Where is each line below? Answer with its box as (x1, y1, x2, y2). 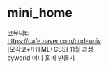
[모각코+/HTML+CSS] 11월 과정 (7, 45, 94, 53)
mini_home (7, 5, 73, 21)
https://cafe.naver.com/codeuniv (7, 36, 102, 45)
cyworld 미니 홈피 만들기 (7, 54, 75, 62)
